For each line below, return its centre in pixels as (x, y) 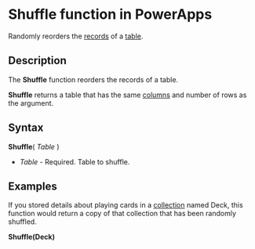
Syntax (26, 128)
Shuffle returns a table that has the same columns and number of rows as (127, 95)
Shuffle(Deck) (31, 237)
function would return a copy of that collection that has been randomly (122, 214)
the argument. (31, 103)
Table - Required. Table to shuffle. (75, 161)
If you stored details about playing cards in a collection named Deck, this (126, 205)
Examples (33, 186)
